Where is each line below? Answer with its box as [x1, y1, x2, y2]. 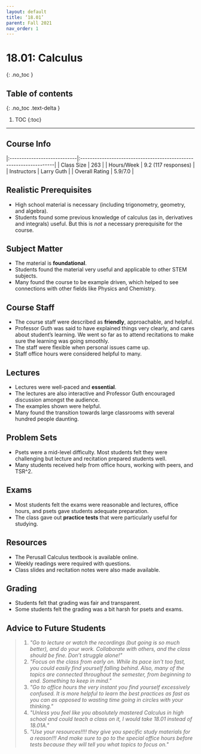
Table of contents [6, 88, 73, 99]
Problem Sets [6, 433, 57, 443]
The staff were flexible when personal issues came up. [14, 344, 150, 351]
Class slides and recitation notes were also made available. [14, 566, 160, 573]
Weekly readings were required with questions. [14, 560, 132, 567]
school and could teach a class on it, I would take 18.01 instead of [29, 716, 193, 723]
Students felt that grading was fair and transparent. [14, 599, 141, 607]
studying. [14, 520, 38, 527]
